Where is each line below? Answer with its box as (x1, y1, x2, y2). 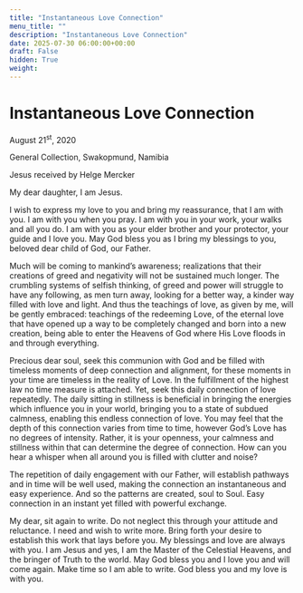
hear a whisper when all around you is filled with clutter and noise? (9, 452, 259, 462)
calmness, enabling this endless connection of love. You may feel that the (9, 413, 283, 424)
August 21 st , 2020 (9, 132, 77, 145)
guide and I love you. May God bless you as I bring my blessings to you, (9, 233, 277, 245)
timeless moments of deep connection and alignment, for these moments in (9, 365, 291, 376)
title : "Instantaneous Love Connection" (9, 13, 165, 23)
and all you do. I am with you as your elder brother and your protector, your (9, 224, 289, 235)
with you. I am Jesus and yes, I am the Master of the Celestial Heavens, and (9, 545, 292, 556)
